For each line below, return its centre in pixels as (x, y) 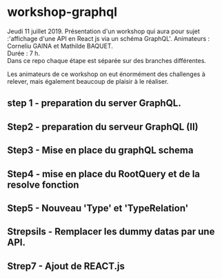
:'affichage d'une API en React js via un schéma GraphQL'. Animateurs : (109, 38)
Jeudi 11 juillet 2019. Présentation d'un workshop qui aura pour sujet (103, 31)
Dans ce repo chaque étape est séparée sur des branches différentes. (107, 60)
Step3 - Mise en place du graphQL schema (100, 151)
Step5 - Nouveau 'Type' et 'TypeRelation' (98, 208)
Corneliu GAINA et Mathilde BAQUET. (60, 46)
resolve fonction (43, 184)
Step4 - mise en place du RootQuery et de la (104, 174)
